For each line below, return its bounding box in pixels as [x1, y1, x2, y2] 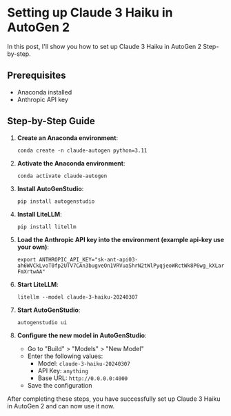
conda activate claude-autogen [17, 172, 108, 179]
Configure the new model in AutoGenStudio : [17, 331, 147, 339]
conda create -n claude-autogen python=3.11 [17, 147, 148, 154]
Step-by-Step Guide [7, 115, 95, 127]
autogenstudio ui [17, 319, 68, 326]
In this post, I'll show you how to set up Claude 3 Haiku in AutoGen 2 [7, 42, 202, 50]
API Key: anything [37, 366, 88, 375]
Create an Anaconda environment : [17, 133, 119, 142]
